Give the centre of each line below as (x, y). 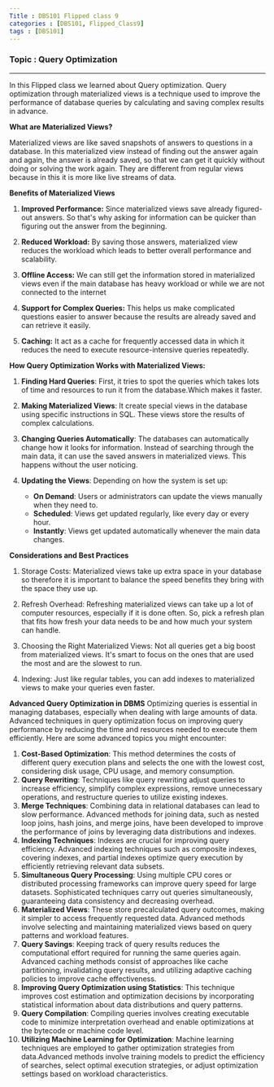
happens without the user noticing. (79, 464)
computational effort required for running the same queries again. (131, 953)
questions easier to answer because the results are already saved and (138, 316)
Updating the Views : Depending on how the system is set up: (124, 480)
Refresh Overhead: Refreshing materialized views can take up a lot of (137, 604)
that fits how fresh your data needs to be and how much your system (137, 621)
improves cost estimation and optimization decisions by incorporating (137, 996)
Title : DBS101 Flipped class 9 (64, 16)
